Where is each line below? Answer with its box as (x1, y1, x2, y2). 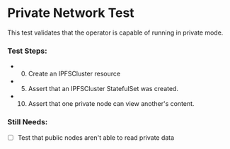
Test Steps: (7, 46, 47, 56)
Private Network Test (7, 5, 134, 21)
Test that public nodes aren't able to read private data (17, 133, 175, 142)
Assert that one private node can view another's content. (28, 100, 195, 108)
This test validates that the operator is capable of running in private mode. (7, 28, 224, 37)
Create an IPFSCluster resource (28, 69, 121, 78)
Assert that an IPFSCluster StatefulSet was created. (28, 85, 179, 93)
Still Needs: (7, 117, 48, 127)
